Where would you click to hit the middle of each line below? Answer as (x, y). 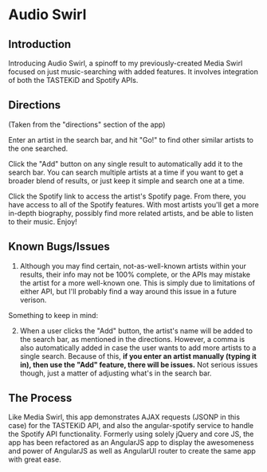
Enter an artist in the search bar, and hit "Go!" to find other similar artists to (131, 140)
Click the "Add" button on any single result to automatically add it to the (126, 163)
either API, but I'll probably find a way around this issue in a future (128, 291)
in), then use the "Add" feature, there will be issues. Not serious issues (139, 364)
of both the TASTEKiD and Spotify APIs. (73, 80)
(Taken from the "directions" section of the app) (87, 124)
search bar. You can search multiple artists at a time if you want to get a (126, 172)
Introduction (40, 44)
